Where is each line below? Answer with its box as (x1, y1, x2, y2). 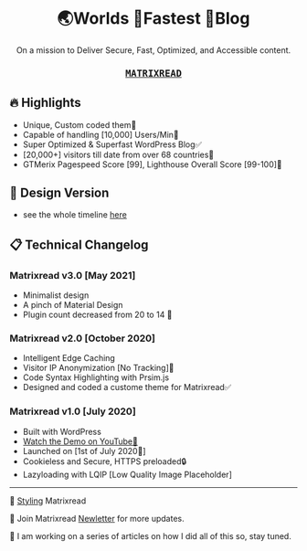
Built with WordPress (22, 426, 102, 437)
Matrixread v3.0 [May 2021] (9, 269, 136, 281)
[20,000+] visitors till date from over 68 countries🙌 (22, 149, 215, 160)
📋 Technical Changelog (9, 237, 149, 252)
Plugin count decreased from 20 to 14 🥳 (22, 309, 173, 321)
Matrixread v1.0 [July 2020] (9, 405, 137, 418)
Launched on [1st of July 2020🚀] (22, 445, 146, 456)
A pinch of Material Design (22, 300, 123, 311)
